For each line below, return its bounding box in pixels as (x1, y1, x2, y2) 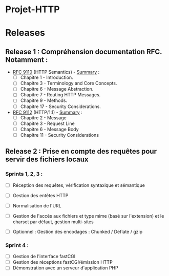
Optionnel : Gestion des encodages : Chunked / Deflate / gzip (12, 228, 142, 235)
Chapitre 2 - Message (20, 114, 67, 121)
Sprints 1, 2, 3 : (5, 171, 43, 178)
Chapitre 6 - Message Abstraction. (20, 86, 94, 92)
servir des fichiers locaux (5, 155, 89, 164)
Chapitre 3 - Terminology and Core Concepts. (20, 80, 117, 87)
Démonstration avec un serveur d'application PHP (12, 265, 119, 271)
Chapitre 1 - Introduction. (20, 74, 73, 80)
